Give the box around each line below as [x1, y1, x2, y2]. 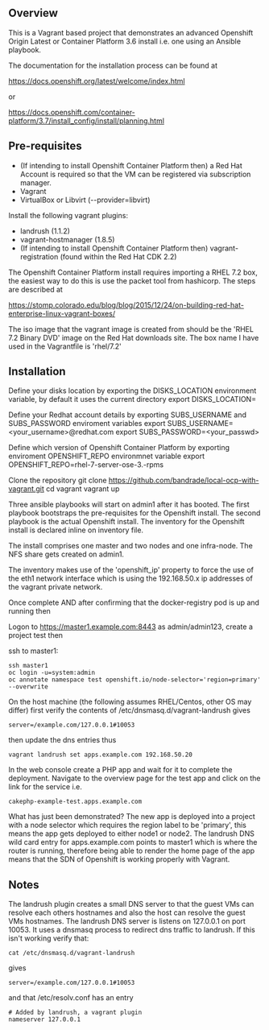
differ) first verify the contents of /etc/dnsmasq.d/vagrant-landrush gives [8, 705, 251, 715]
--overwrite [8, 683, 48, 691]
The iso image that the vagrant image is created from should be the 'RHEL [8, 324, 254, 333]
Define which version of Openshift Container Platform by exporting [8, 443, 230, 453]
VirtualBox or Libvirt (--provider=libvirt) [19, 195, 151, 205]
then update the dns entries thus [8, 735, 117, 745]
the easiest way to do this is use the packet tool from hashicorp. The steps [8, 275, 256, 285]
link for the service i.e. [8, 782, 83, 792]
